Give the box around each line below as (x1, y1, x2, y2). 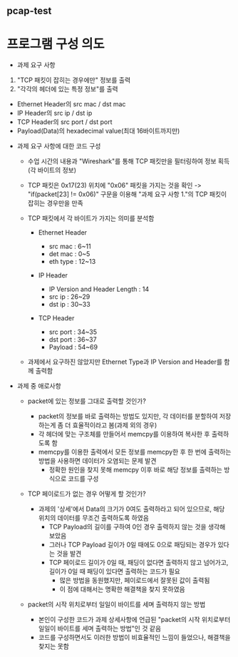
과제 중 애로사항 (16, 382, 61, 390)
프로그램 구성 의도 (6, 36, 105, 52)
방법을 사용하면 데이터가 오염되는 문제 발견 (38, 457, 157, 465)
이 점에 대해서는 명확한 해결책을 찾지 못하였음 (59, 585, 186, 594)
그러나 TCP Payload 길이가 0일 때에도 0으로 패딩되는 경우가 (48, 541, 217, 549)
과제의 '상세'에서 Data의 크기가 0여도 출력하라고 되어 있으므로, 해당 (38, 505, 225, 514)
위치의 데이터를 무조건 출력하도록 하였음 (38, 514, 149, 522)
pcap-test (6, 5, 52, 17)
